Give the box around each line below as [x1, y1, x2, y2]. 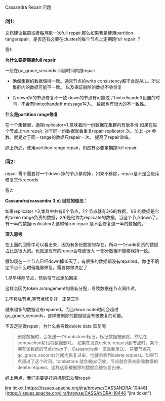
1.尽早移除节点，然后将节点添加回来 [5, 275, 78, 281]
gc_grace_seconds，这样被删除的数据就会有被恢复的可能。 [5, 313, 126, 319]
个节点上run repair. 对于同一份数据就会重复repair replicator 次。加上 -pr [5, 128, 151, 134]
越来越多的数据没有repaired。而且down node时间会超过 [5, 306, 119, 312]
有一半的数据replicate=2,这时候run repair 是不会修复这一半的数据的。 [5, 220, 146, 226]
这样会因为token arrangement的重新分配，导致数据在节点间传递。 [5, 285, 139, 291]
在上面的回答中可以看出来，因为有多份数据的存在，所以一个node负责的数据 [5, 241, 159, 247]
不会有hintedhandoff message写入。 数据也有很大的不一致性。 [21, 101, 149, 107]
